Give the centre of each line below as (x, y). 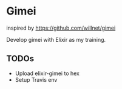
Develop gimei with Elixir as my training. (56, 39)
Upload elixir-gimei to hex (47, 73)
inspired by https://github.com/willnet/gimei (61, 28)
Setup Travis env (36, 79)
